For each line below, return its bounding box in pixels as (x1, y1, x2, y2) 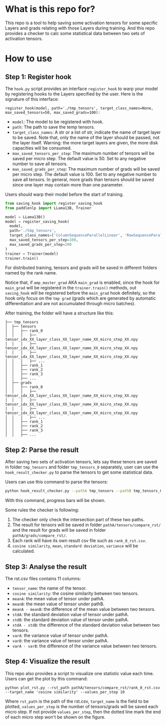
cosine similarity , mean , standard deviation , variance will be (12, 543, 138, 549)
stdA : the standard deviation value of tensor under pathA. (12, 611, 129, 617)
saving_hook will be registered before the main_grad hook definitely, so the (5, 290, 156, 296)
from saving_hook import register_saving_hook (5, 201, 103, 206)
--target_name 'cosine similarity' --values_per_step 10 (5, 689, 125, 694)
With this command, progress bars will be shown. (5, 498, 106, 503)
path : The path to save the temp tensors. (12, 124, 95, 130)
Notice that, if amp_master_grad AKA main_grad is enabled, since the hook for (5, 279, 160, 285)
